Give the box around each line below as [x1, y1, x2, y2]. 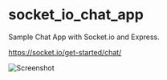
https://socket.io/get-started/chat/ [8, 47, 122, 57]
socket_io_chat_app [8, 6, 145, 24]
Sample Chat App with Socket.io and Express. [8, 32, 160, 42]
